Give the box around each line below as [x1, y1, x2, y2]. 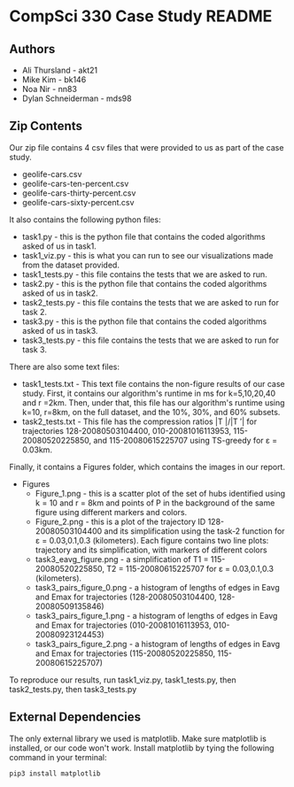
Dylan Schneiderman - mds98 [21, 93, 132, 104]
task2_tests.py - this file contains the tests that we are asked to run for [21, 297, 279, 307]
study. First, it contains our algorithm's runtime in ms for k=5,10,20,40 [21, 388, 276, 398]
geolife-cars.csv [21, 168, 82, 179]
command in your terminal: [9, 752, 107, 762]
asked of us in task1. [21, 241, 97, 251]
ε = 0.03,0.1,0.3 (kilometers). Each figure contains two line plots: [35, 535, 269, 545]
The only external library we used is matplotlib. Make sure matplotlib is [9, 733, 267, 744]
